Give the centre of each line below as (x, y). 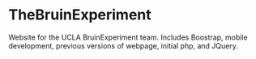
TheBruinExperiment (80, 15)
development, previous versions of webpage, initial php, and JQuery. (124, 45)
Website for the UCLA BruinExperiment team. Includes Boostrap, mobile (128, 37)
